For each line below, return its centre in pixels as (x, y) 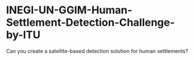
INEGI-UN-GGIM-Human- (69, 10)
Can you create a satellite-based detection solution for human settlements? (97, 51)
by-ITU (24, 35)
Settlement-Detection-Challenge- (91, 22)
